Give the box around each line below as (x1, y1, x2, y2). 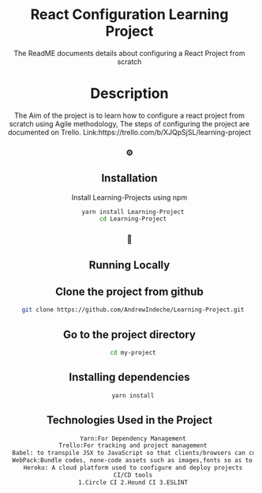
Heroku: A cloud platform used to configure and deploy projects (23, 464, 243, 472)
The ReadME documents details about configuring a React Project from (13, 48, 245, 58)
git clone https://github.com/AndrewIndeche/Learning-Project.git (21, 306, 245, 314)
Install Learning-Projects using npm (71, 192, 188, 202)
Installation (101, 171, 158, 185)
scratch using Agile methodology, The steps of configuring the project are (9, 119, 250, 128)
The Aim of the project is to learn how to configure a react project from (13, 111, 245, 120)
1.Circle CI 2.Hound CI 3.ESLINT (78, 478, 189, 487)
